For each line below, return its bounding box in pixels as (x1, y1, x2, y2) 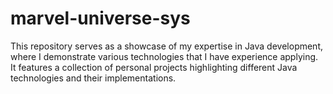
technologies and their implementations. (10, 72, 177, 84)
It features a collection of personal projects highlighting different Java (10, 61, 298, 73)
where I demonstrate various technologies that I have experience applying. (10, 50, 319, 62)
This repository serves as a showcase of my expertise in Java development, (10, 40, 324, 52)
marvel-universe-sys (10, 7, 191, 30)
